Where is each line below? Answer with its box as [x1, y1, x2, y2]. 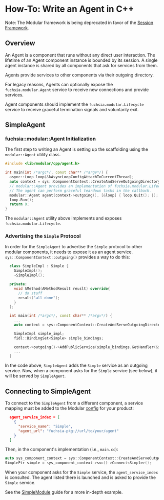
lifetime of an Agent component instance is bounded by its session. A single [5, 57, 158, 63]
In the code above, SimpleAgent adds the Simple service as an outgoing [5, 362, 148, 368]
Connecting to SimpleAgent [5, 387, 91, 395]
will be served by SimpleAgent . [5, 373, 66, 379]
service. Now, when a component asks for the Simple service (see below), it [5, 368, 158, 374]
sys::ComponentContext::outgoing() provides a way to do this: [5, 254, 130, 260]
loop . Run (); [9, 197, 34, 202]
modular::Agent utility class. [5, 152, 61, 158]
